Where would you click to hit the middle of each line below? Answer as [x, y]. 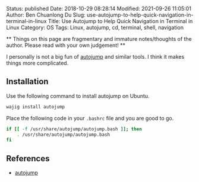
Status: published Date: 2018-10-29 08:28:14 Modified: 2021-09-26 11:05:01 [99, 9]
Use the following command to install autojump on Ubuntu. [78, 96]
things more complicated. [37, 63]
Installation [27, 82]
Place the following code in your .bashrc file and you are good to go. [90, 118]
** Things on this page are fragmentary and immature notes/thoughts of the [99, 39]
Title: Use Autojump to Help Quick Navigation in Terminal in [120, 21]
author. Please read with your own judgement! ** [66, 45]
